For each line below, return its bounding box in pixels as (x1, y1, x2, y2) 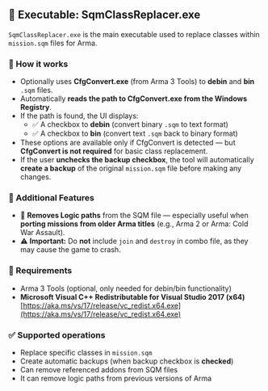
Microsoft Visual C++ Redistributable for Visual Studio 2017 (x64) (19, 292, 245, 301)
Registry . (19, 103, 52, 112)
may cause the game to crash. (19, 245, 121, 254)
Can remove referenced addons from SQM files (19, 365, 178, 374)
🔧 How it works (8, 58, 69, 69)
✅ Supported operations (8, 329, 106, 340)
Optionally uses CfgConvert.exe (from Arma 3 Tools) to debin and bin (19, 77, 255, 86)
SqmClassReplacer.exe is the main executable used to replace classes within (8, 29, 260, 39)
